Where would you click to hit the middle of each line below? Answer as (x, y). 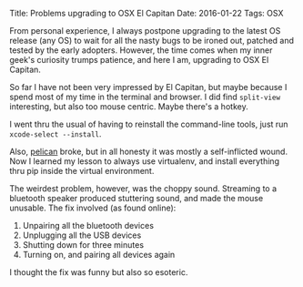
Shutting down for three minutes (83, 245)
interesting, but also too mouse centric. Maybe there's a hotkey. (129, 107)
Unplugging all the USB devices (82, 235)
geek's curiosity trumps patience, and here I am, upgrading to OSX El (139, 60)
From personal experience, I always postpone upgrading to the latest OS (145, 31)
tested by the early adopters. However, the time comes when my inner (141, 50)
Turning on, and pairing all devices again (99, 255)
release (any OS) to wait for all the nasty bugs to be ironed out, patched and (151, 41)
